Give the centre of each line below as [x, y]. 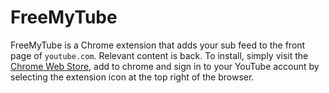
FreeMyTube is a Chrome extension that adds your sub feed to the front [158, 45]
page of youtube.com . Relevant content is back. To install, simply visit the [159, 55]
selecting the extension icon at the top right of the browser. [132, 77]
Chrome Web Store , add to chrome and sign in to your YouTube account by [165, 66]
